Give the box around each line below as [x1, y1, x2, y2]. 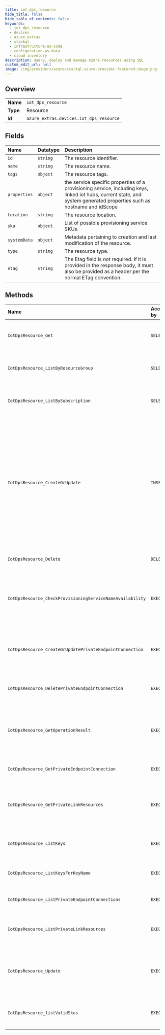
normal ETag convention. [64, 274, 122, 281]
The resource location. [64, 211, 117, 218]
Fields [5, 132, 25, 140]
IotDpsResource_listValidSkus [7, 1010, 79, 1016]
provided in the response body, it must [64, 262, 154, 268]
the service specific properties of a [64, 178, 145, 185]
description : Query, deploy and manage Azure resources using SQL [5, 58, 144, 63]
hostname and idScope [64, 203, 118, 210]
